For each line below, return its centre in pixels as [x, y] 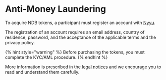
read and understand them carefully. [42, 72]
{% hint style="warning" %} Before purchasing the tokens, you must [75, 52]
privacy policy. [20, 42]
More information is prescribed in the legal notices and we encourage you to [83, 67]
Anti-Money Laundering [56, 9]
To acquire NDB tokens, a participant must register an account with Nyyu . [80, 23]
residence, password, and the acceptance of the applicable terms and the [81, 37]
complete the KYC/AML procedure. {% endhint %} [56, 57]
